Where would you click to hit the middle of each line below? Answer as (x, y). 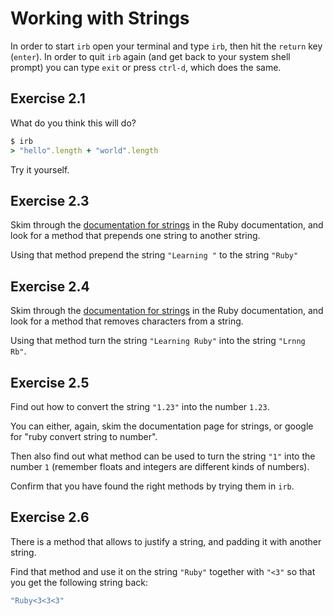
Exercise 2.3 (50, 200)
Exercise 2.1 (48, 98)
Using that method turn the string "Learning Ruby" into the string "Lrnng (158, 341)
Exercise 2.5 (50, 382)
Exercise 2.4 (50, 286)
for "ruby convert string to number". (84, 436)
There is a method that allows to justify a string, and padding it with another (166, 541)
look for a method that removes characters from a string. (127, 321)
